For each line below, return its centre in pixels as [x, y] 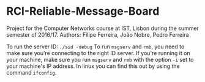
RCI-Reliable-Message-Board [83, 11]
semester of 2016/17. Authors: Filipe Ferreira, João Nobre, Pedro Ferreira [98, 34]
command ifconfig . [32, 72]
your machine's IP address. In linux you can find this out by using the [93, 66]
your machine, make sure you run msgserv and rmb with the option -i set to [100, 59]
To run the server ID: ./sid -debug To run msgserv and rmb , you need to [95, 47]
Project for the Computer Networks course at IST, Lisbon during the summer [102, 28]
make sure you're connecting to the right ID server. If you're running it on [99, 53]
